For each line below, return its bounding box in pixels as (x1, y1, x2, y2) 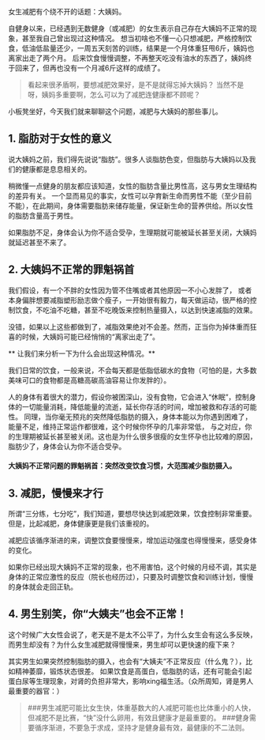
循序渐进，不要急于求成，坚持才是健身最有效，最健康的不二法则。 (34, 723, 249, 732)
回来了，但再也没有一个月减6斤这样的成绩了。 (14, 63, 165, 73)
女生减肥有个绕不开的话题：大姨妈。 (8, 7, 126, 16)
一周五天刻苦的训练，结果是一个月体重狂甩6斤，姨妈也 (77, 43, 255, 53)
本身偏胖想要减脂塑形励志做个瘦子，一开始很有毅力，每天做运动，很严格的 (8, 295, 250, 304)
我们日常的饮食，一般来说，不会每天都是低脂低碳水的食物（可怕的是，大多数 (8, 365, 257, 375)
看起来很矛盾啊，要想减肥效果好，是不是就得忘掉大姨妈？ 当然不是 (27, 80, 244, 89)
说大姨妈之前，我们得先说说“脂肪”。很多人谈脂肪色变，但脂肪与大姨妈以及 (8, 154, 250, 164)
